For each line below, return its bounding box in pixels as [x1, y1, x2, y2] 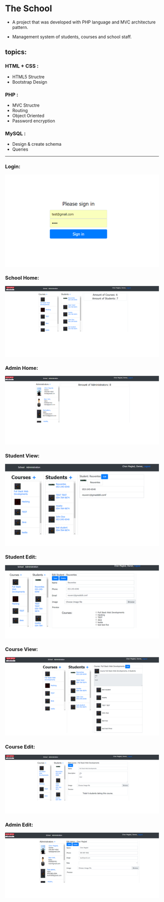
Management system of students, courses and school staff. [12, 34, 132, 40]
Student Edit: [5, 554, 37, 561]
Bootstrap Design [12, 79, 47, 85]
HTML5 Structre [12, 74, 45, 80]
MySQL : [5, 130, 26, 137]
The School [5, 3, 52, 14]
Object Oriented [12, 113, 45, 118]
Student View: [5, 452, 40, 459]
